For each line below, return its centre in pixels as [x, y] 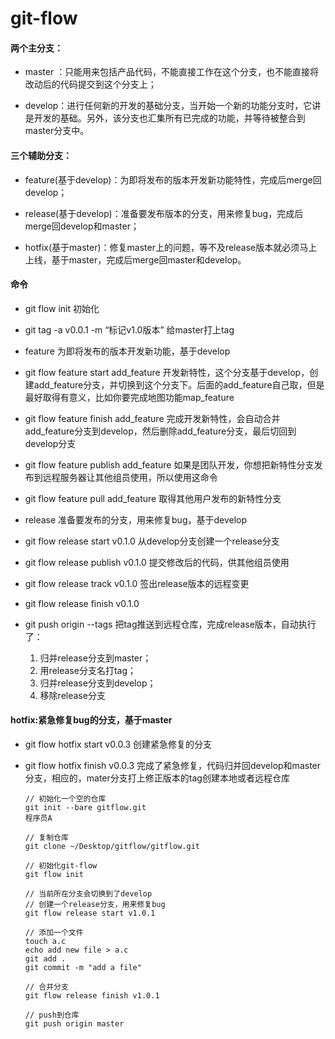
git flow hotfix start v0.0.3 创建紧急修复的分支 [118, 744]
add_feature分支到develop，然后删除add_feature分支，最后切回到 [160, 431]
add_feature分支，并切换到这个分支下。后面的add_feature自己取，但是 [179, 384]
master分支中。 [57, 131]
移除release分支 [72, 695]
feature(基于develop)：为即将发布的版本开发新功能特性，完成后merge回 [173, 179]
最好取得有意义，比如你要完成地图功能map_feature [129, 397]
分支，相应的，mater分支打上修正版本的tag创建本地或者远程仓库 [157, 778]
